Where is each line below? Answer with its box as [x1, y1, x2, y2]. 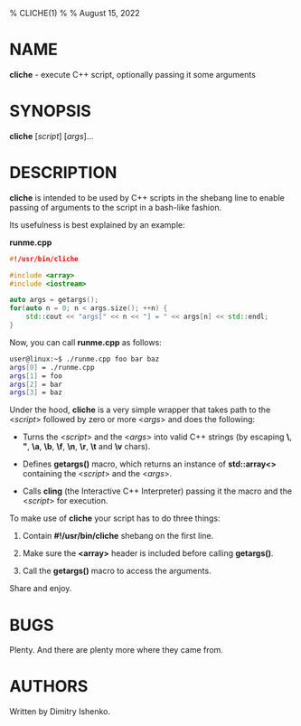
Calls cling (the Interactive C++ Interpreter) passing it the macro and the [22, 486, 292, 496]
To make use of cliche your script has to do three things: [9, 513, 221, 523]
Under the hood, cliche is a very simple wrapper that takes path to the [9, 404, 271, 415]
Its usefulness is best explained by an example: [9, 219, 185, 230]
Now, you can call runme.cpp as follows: [9, 336, 163, 347]
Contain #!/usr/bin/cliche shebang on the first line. [22, 531, 214, 542]
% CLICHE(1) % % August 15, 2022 [9, 8, 140, 18]
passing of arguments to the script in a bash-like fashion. [9, 202, 222, 212]
